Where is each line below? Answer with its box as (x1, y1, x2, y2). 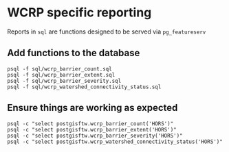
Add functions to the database (7, 47, 140, 59)
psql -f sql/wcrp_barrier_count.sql (7, 65, 112, 73)
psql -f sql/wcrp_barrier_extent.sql (7, 71, 116, 78)
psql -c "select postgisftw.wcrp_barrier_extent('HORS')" (7, 126, 177, 133)
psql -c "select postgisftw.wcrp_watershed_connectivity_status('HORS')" (7, 138, 223, 145)
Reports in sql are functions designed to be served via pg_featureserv (7, 27, 206, 36)
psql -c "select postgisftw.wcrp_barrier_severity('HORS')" (7, 132, 184, 139)
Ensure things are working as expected (7, 102, 178, 114)
